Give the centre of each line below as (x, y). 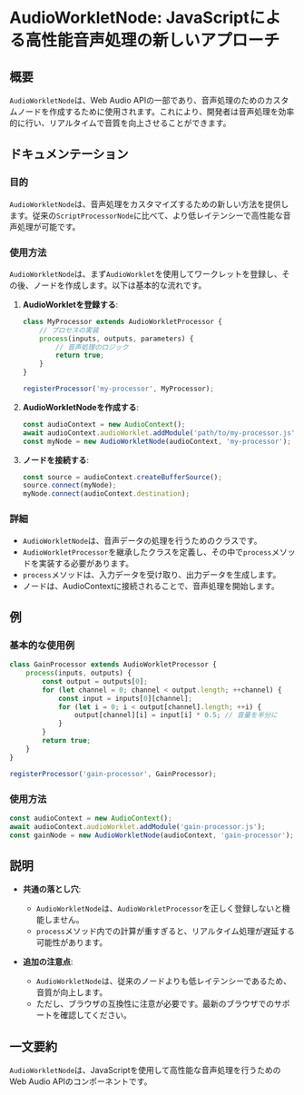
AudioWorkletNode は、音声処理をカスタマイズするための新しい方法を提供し (149, 203)
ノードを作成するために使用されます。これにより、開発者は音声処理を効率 (156, 112)
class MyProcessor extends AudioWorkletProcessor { (122, 321)
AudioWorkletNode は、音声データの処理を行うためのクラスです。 (142, 540)
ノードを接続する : (55, 459)
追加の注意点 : (48, 962)
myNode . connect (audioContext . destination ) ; (106, 494)
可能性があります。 (72, 942)
